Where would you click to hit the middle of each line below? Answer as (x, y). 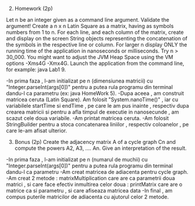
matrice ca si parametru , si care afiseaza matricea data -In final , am (89, 190)
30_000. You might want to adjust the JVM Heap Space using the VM (90, 57)
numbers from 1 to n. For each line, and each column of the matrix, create (95, 32)
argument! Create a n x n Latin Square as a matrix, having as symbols (90, 26)
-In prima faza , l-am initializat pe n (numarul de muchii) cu (77, 159)
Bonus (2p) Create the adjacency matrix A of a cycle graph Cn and (95, 142)
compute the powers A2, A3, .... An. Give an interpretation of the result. (100, 148)
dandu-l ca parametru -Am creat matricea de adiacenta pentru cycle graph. (97, 172)
